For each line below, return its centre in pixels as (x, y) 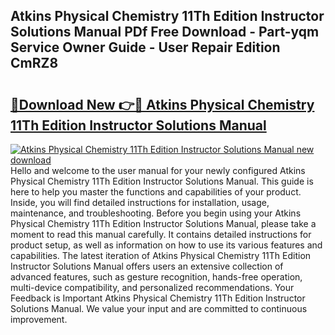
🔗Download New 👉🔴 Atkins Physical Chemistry (162, 104)
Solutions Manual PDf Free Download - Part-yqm (165, 32)
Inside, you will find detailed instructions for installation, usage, (140, 202)
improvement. (39, 319)
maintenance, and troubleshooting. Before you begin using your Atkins (156, 213)
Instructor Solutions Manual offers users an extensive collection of (147, 266)
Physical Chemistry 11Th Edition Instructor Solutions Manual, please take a (163, 223)
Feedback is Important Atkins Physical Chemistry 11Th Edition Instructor (158, 298)
